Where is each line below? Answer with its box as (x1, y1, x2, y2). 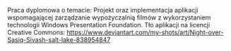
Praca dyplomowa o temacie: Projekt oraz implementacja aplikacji (7, 6, 199, 14)
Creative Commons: (7, 28, 66, 36)
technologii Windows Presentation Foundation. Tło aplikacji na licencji (7, 21, 211, 29)
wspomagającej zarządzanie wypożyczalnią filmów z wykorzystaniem (7, 13, 211, 22)
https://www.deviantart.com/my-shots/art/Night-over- (66, 28, 224, 36)
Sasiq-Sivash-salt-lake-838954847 (7, 36, 111, 44)
